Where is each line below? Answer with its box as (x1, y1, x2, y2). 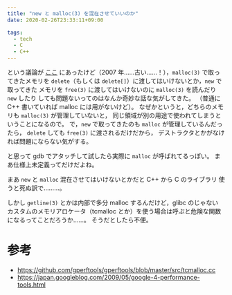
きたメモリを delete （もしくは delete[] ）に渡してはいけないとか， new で (12, 77, 222, 85)
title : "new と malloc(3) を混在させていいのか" (7, 10, 139, 17)
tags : (7, 29, 23, 36)
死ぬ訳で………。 (19, 184, 66, 192)
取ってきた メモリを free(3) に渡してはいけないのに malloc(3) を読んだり (7, 86, 217, 93)
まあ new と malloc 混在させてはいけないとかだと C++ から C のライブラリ (7, 175, 217, 183)
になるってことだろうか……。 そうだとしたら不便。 (7, 216, 152, 224)
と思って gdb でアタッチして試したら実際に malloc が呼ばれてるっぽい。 (7, 152, 213, 160)
